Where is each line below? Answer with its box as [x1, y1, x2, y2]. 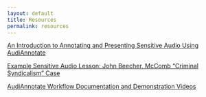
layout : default [7, 10, 54, 17]
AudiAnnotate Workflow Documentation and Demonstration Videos [7, 83, 196, 91]
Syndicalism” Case [7, 69, 60, 77]
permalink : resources [7, 23, 69, 29]
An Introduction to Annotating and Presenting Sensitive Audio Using [7, 42, 199, 50]
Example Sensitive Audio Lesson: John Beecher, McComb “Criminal [7, 62, 199, 70]
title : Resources [7, 16, 57, 23]
